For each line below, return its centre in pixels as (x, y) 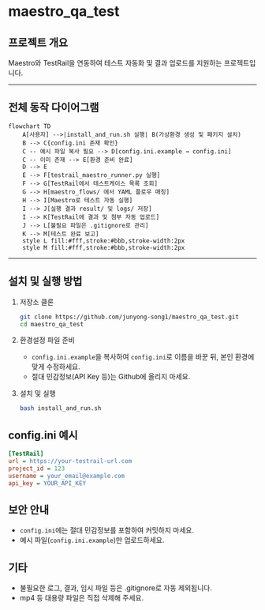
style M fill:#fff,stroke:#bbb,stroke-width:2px (104, 247)
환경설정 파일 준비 (47, 340)
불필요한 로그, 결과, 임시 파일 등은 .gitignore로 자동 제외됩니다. (116, 588)
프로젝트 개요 (38, 42)
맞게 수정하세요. (56, 367)
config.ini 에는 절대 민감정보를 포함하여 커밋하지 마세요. (107, 530)
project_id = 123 (37, 469)
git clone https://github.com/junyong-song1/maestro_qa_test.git (129, 317)
